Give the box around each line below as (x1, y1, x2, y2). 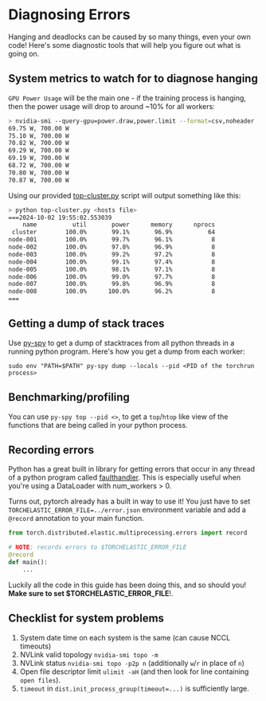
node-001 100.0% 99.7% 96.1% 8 (8, 236, 216, 244)
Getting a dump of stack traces (8, 317, 165, 331)
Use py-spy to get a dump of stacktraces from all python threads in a (8, 338, 235, 347)
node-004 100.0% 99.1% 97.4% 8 (8, 257, 216, 266)
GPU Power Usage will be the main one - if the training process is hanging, (8, 93, 247, 103)
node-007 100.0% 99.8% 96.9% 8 (8, 280, 216, 288)
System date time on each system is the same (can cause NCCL (19, 632, 231, 642)
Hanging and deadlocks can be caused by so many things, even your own (8, 32, 251, 41)
